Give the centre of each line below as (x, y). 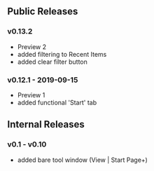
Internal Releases (46, 124)
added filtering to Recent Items (62, 54)
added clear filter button (52, 62)
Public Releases (43, 12)
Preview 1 (31, 95)
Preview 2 (32, 47)
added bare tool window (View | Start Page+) (83, 160)
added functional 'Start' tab (57, 102)
